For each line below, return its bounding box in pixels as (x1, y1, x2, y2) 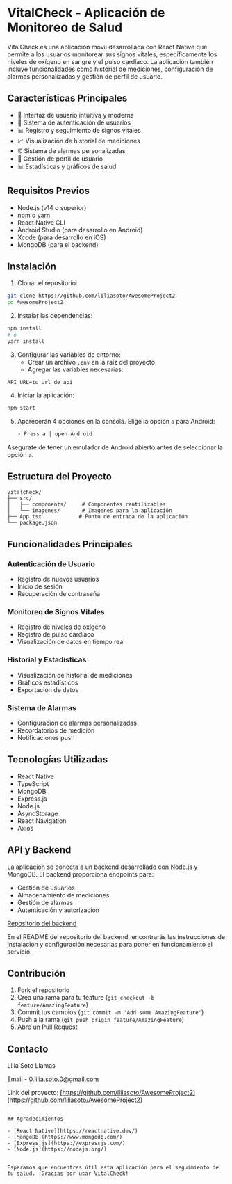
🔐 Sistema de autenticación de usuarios (17, 118, 131, 127)
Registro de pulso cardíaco (17, 630, 94, 639)
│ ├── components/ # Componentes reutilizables (7, 501, 167, 509)
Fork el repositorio (17, 986, 70, 994)
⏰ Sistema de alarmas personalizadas (17, 146, 126, 154)
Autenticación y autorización (17, 906, 99, 914)
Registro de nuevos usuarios (17, 575, 99, 583)
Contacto (7, 1043, 49, 1055)
